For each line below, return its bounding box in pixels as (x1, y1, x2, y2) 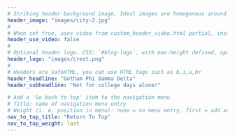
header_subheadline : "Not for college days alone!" (7, 82, 161, 89)
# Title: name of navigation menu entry (7, 100, 127, 108)
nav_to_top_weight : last (7, 120, 80, 127)
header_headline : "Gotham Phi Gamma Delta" (7, 75, 136, 82)
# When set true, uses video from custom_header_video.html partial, (7, 29, 215, 37)
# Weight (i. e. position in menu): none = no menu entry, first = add (7, 107, 220, 114)
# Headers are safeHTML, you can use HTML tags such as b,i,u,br (7, 68, 201, 75)
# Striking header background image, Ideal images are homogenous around (7, 10, 227, 17)
